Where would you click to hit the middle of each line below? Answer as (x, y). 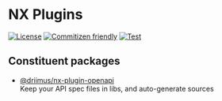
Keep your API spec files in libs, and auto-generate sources (117, 88)
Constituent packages (64, 61)
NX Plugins (46, 15)
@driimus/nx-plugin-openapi (67, 80)
